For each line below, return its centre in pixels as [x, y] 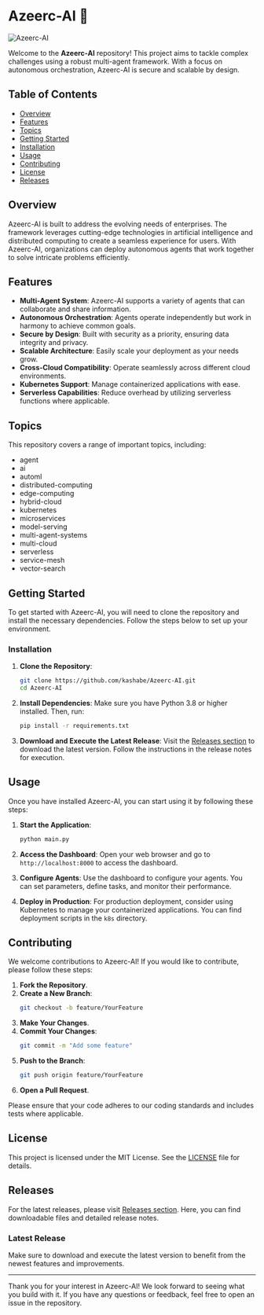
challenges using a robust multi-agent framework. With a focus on [115, 61]
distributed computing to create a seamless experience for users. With [122, 241]
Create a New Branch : [56, 994]
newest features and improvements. [66, 1263]
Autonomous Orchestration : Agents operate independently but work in [135, 318]
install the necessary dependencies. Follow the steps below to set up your [128, 621]
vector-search [42, 568]
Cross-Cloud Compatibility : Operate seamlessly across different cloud [135, 368]
